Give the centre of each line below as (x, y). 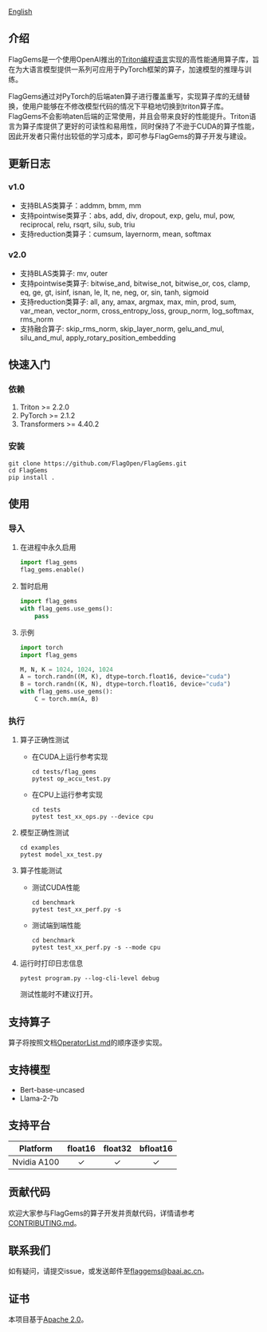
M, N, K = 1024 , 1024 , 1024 (66, 670)
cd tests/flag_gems (64, 772)
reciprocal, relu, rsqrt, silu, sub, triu (77, 224)
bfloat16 (156, 1148)
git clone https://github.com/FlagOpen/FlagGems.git (98, 463)
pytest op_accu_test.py (71, 779)
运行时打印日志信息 (51, 963)
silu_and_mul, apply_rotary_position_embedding (98, 338)
